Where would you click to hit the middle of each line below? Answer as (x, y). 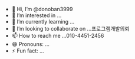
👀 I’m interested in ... (37, 15)
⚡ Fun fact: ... (28, 51)
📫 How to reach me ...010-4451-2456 (58, 36)
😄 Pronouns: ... (31, 44)
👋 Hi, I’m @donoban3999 (42, 9)
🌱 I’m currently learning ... (43, 22)
